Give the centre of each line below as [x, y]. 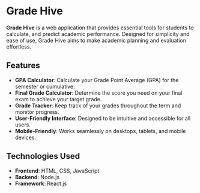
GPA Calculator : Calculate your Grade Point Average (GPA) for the [97, 80]
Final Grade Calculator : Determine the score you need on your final [98, 93]
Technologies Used [43, 156]
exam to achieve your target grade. [58, 99]
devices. [26, 137]
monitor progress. [37, 111]
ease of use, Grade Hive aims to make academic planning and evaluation [96, 40]
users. [23, 125]
